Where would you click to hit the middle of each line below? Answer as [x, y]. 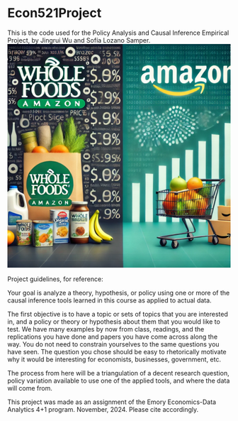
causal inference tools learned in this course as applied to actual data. [109, 300]
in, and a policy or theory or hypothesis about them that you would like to [114, 322]
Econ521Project [55, 13]
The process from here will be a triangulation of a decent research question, [118, 373]
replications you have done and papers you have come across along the [113, 337]
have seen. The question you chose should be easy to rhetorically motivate [117, 351]
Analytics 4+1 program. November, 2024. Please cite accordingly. [103, 409]
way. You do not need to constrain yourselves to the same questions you [113, 344]
